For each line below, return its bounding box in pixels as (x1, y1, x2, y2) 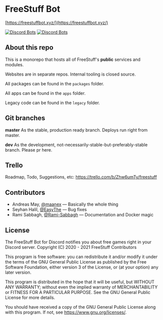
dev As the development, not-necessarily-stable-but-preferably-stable (5, 141, 148, 148)
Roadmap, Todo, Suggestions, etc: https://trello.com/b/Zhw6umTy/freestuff (5, 174, 157, 180)
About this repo (5, 43, 54, 52)
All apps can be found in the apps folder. (5, 90, 86, 96)
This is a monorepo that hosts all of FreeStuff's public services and (5, 56, 141, 62)
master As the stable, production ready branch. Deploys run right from (5, 127, 148, 133)
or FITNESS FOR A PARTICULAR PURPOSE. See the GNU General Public (5, 290, 151, 295)
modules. (5, 61, 24, 67)
